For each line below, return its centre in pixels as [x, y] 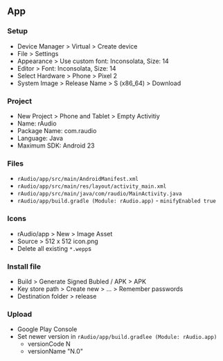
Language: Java [40, 138]
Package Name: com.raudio [57, 130]
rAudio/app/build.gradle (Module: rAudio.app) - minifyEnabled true [116, 201]
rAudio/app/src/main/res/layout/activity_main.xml [92, 186]
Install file [24, 266]
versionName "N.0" [55, 351]
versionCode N [49, 344]
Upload [20, 314]
